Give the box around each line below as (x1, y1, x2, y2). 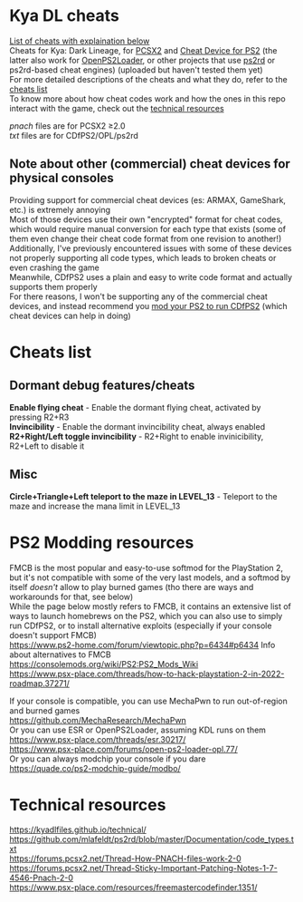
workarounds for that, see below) (9, 591, 134, 602)
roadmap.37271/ (9, 677, 71, 689)
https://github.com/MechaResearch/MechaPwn (9, 714, 187, 725)
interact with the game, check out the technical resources (9, 102, 224, 113)
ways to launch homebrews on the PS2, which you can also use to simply (9, 610, 283, 621)
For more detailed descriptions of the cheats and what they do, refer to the (9, 73, 288, 84)
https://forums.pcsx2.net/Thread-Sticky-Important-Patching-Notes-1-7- (9, 863, 278, 874)
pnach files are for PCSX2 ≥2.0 (9, 120, 126, 131)
